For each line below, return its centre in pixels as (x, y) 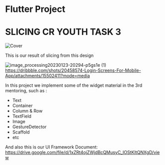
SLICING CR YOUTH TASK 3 (63, 32)
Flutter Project (35, 9)
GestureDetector (29, 127)
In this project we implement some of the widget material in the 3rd (74, 85)
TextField (22, 116)
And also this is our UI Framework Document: (51, 147)
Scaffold (21, 132)
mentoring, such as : (26, 91)
